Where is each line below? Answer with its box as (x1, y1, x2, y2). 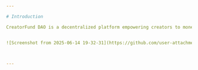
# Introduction (6, 13, 44, 19)
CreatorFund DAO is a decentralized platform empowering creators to (6, 24, 181, 30)
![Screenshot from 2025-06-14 (6, 40, 81, 45)
